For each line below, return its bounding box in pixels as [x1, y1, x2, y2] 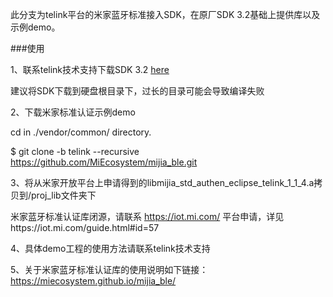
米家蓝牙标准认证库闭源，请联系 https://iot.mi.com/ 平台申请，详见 [10, 211, 285, 222]
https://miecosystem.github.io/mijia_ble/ [10, 275, 177, 287]
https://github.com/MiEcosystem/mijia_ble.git [10, 156, 198, 168]
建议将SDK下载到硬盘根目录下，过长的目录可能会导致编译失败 [10, 85, 265, 97]
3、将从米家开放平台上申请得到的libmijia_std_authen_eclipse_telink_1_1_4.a [10, 177, 315, 188]
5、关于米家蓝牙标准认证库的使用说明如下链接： [10, 264, 209, 275]
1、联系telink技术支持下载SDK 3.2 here [10, 64, 170, 75]
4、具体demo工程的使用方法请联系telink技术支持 [10, 243, 211, 254]
